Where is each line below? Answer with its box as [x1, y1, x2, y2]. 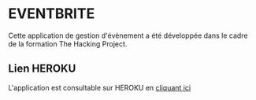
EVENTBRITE [8, 5, 95, 23]
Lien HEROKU [8, 62, 76, 76]
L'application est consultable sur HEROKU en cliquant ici [8, 83, 191, 92]
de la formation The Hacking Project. [8, 39, 128, 48]
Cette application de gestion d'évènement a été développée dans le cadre [8, 31, 248, 40]
